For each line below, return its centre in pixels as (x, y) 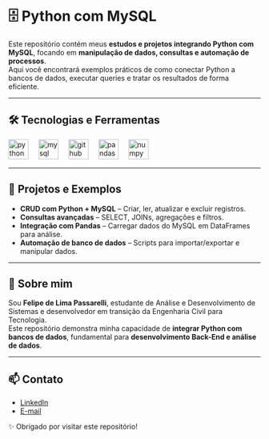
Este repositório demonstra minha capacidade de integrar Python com (125, 328)
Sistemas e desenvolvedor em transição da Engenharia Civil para (115, 312)
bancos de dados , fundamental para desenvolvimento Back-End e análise (132, 337)
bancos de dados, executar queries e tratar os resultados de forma (119, 78)
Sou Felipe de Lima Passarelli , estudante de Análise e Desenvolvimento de (132, 303)
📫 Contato (36, 379)
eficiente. (24, 87)
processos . (27, 61)
